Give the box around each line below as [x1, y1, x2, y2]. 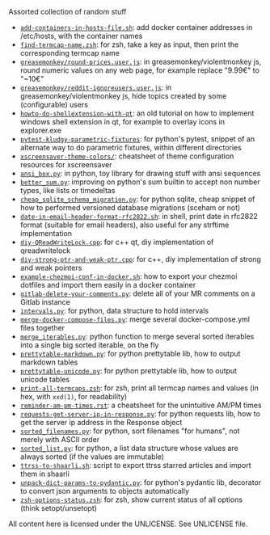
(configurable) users [19, 100, 89, 109]
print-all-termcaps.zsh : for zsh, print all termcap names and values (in [19, 383, 259, 393]
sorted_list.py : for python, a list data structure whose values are [19, 444, 238, 453]
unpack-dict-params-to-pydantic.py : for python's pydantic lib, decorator [19, 478, 262, 487]
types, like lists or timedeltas [19, 186, 116, 195]
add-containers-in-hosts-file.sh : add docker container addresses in [19, 23, 253, 32]
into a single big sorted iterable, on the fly [19, 340, 159, 350]
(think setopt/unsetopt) [19, 503, 97, 512]
